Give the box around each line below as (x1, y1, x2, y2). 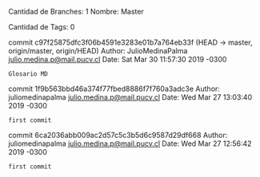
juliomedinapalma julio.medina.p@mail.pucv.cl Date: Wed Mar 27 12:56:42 (8, 139, 252, 148)
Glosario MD (8, 70, 48, 78)
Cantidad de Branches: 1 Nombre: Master (8, 7, 144, 16)
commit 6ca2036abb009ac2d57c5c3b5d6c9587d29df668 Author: (8, 131, 228, 140)
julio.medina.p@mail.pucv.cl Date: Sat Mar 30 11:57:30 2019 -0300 (8, 55, 227, 64)
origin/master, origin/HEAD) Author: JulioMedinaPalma (8, 46, 188, 55)
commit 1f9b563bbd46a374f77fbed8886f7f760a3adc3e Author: (8, 84, 220, 93)
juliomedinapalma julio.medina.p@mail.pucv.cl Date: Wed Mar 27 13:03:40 (8, 92, 253, 102)
